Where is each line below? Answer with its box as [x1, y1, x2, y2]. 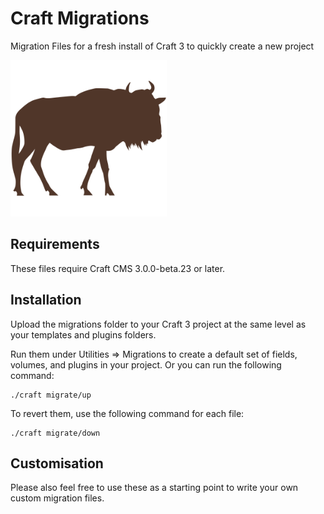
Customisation [10, 455, 104, 472]
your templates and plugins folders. [10, 328, 157, 341]
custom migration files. [10, 492, 105, 504]
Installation [10, 292, 82, 309]
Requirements [10, 236, 100, 253]
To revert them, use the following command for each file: [10, 407, 245, 419]
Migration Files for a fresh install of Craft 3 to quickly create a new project [10, 40, 315, 52]
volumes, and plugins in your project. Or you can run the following [10, 358, 282, 371]
